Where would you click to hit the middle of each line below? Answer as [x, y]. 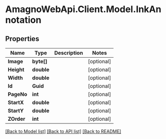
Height [16, 69]
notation [23, 20]
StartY [16, 111]
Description [69, 53]
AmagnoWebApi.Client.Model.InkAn [83, 9]
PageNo [18, 94]
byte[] [40, 61]
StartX [16, 102]
